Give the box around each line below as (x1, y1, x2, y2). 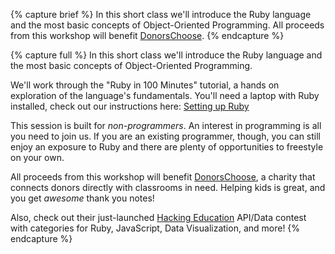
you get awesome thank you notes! (10, 192, 155, 204)
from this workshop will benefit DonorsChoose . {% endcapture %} (10, 30, 285, 41)
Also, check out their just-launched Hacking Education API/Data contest (10, 212, 307, 223)
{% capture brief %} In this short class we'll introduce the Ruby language (10, 9, 312, 20)
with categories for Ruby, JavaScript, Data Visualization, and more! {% (10, 222, 301, 234)
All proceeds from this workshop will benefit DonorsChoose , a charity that (10, 171, 316, 183)
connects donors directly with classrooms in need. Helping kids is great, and (10, 182, 326, 193)
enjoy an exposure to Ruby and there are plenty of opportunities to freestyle (10, 141, 324, 153)
